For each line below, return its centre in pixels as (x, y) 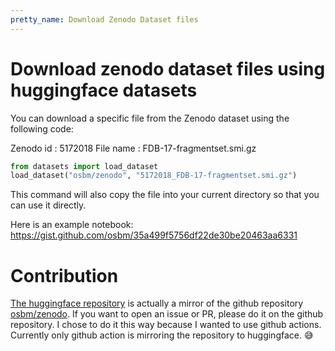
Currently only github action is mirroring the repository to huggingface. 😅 (162, 335)
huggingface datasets (104, 90)
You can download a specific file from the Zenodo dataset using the (150, 118)
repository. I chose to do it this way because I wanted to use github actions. (166, 325)
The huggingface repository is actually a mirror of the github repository (157, 303)
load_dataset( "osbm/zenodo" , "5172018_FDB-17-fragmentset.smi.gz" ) (154, 176)
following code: (42, 128)
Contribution (64, 275)
